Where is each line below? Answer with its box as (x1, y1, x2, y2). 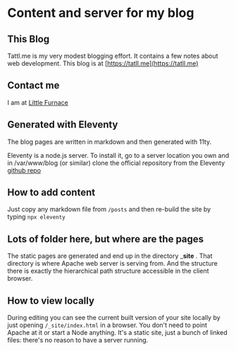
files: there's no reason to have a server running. (7, 336, 149, 345)
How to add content (7, 187, 96, 199)
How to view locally (7, 295, 95, 307)
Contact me (7, 80, 60, 92)
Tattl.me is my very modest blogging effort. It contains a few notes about (7, 51, 218, 60)
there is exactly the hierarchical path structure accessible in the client (7, 266, 209, 276)
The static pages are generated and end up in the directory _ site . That (7, 252, 213, 260)
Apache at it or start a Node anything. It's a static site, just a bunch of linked (7, 328, 228, 337)
